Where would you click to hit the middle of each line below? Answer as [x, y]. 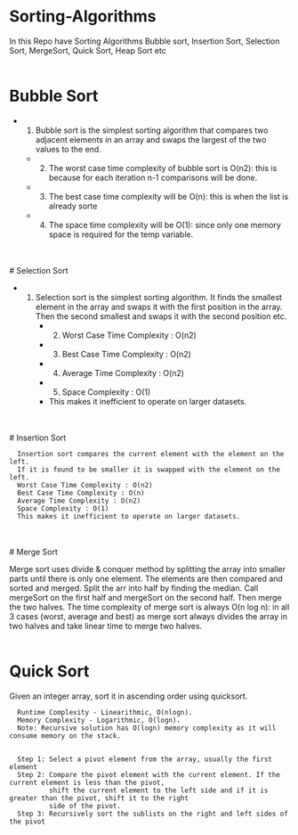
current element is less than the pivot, [87, 782]
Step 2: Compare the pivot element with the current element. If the [149, 774]
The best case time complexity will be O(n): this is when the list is [169, 196]
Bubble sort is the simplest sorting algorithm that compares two [152, 130]
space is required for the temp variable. [121, 234]
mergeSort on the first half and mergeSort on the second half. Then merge [145, 597]
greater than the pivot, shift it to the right [99, 798]
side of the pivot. [85, 806]
